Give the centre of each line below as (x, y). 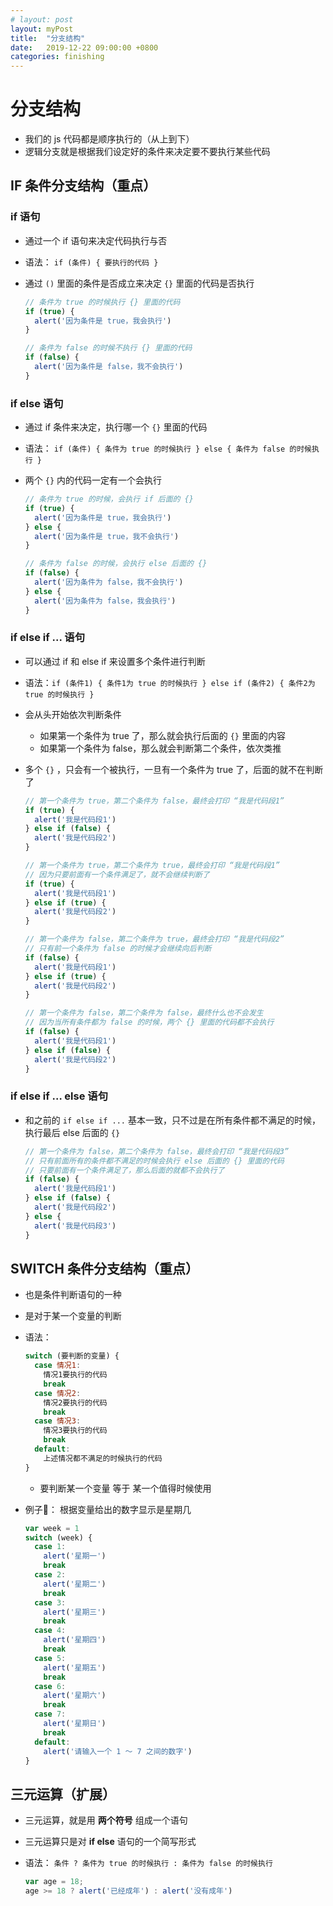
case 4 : (50, 1631)
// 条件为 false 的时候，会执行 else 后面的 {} (116, 564)
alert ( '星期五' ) (75, 1667)
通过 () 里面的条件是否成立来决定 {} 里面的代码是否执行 (139, 283)
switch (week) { (58, 1537)
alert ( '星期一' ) (75, 1556)
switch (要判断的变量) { (72, 1356)
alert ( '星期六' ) (75, 1696)
